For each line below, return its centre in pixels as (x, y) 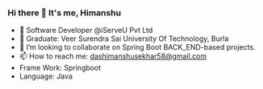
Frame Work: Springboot (60, 68)
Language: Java (46, 76)
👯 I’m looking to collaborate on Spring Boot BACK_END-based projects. (137, 47)
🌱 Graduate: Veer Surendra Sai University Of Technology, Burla (124, 38)
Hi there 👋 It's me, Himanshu (65, 13)
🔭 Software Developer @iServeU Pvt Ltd (86, 30)
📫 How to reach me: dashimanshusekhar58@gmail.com (113, 56)
